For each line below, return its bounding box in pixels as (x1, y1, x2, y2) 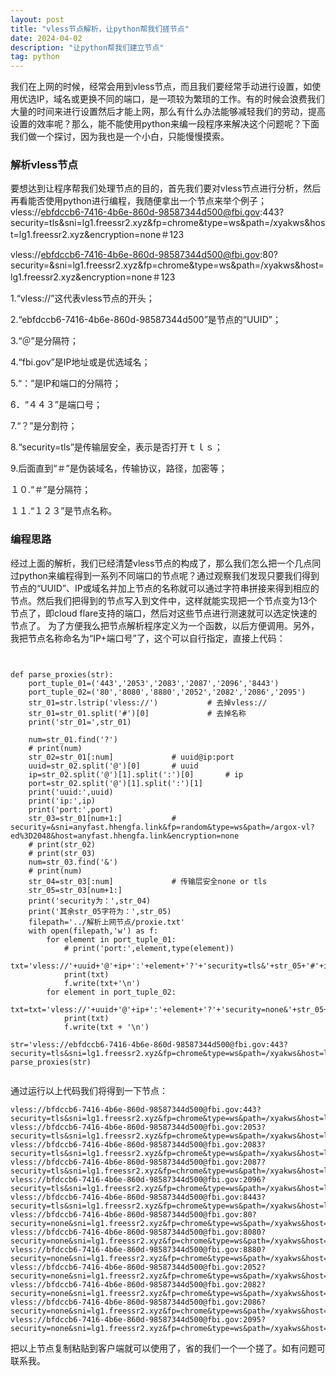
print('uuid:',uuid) (28, 787, 114, 797)
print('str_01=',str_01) (28, 717, 132, 727)
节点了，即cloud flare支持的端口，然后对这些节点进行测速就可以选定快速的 (10, 607, 318, 619)
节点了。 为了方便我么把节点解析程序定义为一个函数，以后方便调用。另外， (10, 619, 320, 631)
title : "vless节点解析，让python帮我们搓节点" (10, 24, 190, 34)
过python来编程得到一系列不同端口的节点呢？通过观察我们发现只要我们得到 (10, 569, 320, 581)
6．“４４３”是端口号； (10, 399, 103, 411)
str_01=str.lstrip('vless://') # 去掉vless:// (28, 697, 268, 708)
